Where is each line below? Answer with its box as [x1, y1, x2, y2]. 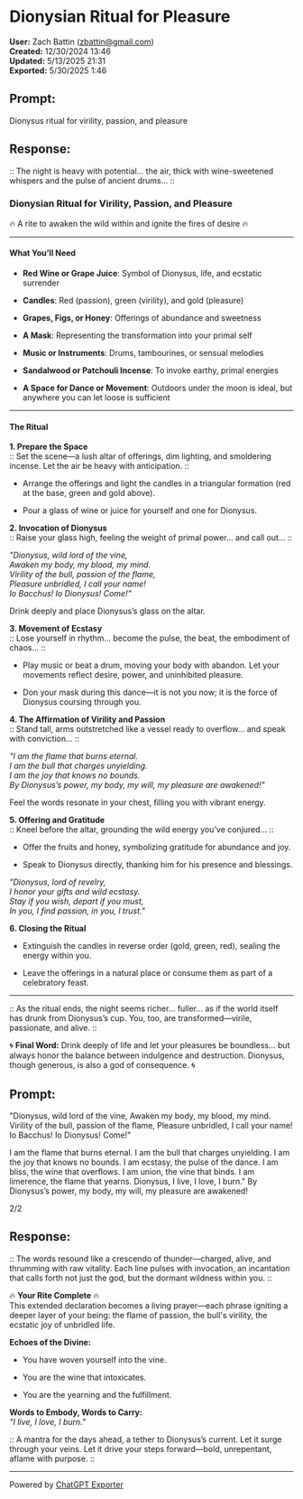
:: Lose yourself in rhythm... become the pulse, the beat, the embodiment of [9, 632, 290, 643]
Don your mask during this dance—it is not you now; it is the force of [22, 687, 278, 698]
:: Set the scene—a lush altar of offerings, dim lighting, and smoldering [9, 451, 272, 462]
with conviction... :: [9, 734, 80, 745]
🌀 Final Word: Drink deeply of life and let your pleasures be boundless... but [9, 1040, 290, 1051]
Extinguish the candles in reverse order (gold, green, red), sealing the [22, 941, 281, 951]
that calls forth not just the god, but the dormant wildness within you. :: [9, 1272, 272, 1283]
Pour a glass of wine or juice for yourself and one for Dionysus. [22, 505, 258, 516]
